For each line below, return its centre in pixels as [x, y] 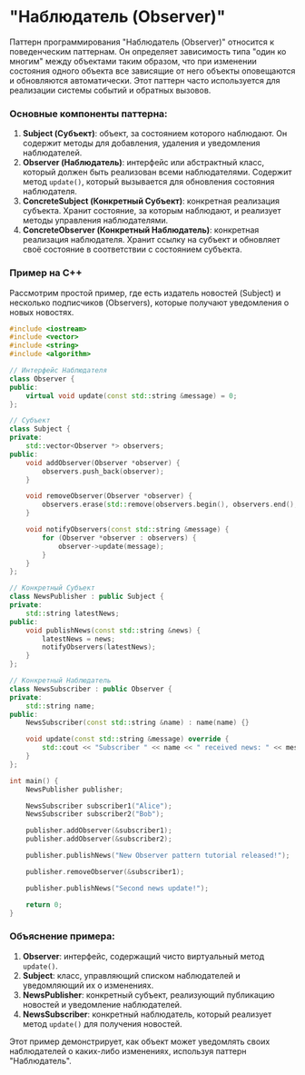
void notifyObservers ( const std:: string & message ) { [128, 530]
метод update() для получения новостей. [103, 1023]
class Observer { [42, 379]
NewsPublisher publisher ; [75, 789]
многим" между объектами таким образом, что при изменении [133, 61]
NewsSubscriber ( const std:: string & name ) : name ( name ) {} [138, 723]
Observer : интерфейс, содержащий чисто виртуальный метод [143, 956]
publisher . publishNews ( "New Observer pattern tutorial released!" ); [158, 856]
